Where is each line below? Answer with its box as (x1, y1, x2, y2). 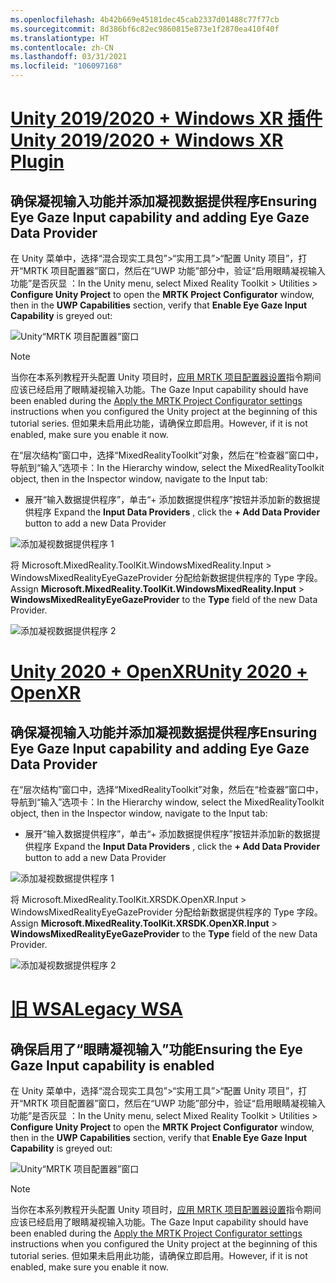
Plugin (10, 151, 65, 173)
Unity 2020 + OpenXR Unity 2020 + (10, 661, 309, 683)
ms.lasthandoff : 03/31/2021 (10, 52, 128, 62)
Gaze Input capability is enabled (10, 1057, 215, 1074)
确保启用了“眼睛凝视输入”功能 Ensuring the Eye (10, 1041, 303, 1058)
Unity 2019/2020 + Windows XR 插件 (10, 107, 323, 130)
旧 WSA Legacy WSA (10, 998, 183, 1021)
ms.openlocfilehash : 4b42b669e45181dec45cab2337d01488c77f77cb (10, 14, 280, 25)
